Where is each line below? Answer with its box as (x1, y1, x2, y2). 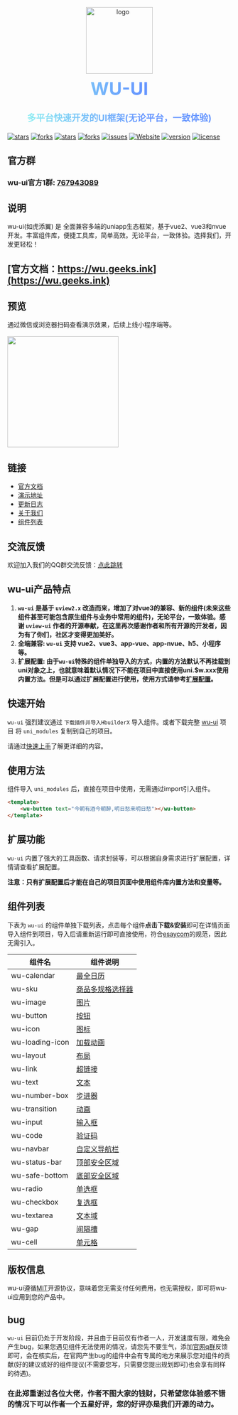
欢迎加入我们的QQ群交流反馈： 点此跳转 (7, 560, 123, 569)
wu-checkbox (11, 1197, 59, 1207)
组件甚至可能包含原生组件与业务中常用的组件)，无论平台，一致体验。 (17, 612, 220, 621)
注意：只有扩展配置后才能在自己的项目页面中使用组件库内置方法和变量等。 (7, 878, 225, 886)
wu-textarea (11, 1210, 53, 1220)
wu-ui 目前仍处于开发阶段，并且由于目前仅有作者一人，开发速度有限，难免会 (7, 1333, 231, 1343)
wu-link (11, 1063, 38, 1073)
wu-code (11, 1130, 43, 1140)
